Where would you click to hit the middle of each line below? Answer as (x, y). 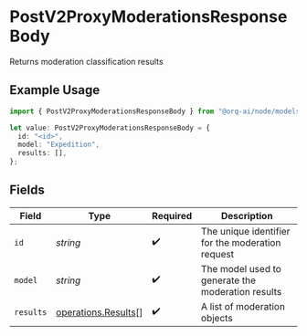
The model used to (241, 268)
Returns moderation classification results (86, 61)
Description (247, 215)
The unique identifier (245, 231)
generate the (228, 280)
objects (217, 318)
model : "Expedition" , (59, 145)
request (217, 254)
